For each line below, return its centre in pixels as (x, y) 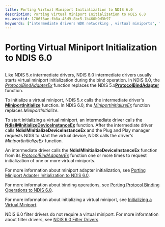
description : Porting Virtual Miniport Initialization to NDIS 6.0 (76, 14)
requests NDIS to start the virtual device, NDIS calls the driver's (69, 135)
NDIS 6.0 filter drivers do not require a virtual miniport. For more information (82, 214)
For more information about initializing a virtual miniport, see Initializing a (79, 200)
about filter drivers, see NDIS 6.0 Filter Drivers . (52, 219)
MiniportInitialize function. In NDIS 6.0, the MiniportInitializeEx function (78, 105)
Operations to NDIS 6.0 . (29, 190)
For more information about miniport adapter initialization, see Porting (75, 170)
